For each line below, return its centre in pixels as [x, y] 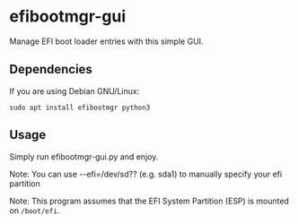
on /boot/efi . [35, 210]
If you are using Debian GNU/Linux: [74, 90]
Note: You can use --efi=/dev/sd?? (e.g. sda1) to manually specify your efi [146, 174]
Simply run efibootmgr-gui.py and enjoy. [84, 156]
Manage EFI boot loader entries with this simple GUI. [106, 41]
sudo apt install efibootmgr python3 [80, 108]
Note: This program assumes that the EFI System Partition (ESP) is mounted [149, 201]
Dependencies [51, 69]
